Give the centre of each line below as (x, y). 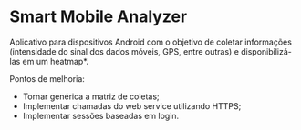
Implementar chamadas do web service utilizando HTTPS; (132, 105)
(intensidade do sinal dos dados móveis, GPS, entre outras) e (125, 51)
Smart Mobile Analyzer (99, 17)
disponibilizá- (266, 51)
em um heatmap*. (56, 61)
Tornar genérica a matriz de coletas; (91, 96)
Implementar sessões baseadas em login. (101, 115)
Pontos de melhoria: (47, 78)
